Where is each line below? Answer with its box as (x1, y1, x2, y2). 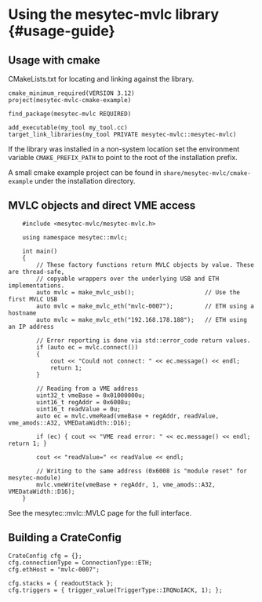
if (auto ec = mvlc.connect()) (36, 343, 139, 351)
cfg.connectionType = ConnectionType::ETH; (8, 559, 153, 567)
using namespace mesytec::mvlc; (22, 233, 128, 241)
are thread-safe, (8, 268, 65, 275)
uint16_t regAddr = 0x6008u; (36, 398, 132, 406)
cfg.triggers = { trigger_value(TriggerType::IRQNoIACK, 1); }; (8, 586, 223, 594)
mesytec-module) (8, 473, 61, 482)
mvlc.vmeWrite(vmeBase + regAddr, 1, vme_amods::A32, (36, 480, 216, 488)
